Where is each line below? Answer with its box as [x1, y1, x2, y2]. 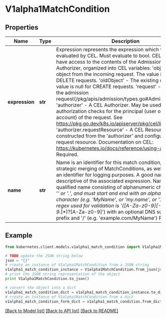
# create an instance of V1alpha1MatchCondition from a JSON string [5, 263, 149, 268]
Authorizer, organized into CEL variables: [56, 65, 151, 71]
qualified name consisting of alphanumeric [56, 184, 155, 191]
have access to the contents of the [56, 58, 137, 65]
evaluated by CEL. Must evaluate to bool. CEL [56, 52, 162, 59]
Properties [5, 23, 39, 32]
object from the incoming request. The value [56, 71, 159, 78]
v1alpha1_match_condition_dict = [5, 290, 74, 295]
